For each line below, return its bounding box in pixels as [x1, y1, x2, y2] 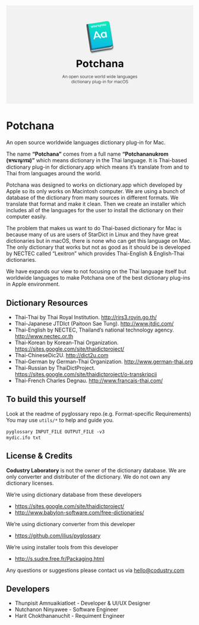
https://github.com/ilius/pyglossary [14, 532, 101, 539]
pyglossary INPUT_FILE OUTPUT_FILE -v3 [6, 429, 105, 435]
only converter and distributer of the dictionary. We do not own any [6, 473, 171, 480]
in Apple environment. [6, 280, 61, 288]
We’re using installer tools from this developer [6, 543, 119, 550]
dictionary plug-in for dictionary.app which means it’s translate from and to [6, 163, 189, 171]
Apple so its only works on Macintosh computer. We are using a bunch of [6, 188, 185, 195]
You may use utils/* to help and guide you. [6, 416, 114, 423]
